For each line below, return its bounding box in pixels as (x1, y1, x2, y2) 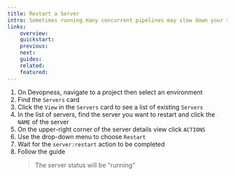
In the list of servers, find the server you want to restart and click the (17, 110, 215, 119)
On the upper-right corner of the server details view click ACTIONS (17, 125, 206, 133)
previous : (20, 43, 49, 50)
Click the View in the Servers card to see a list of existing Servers (17, 103, 204, 111)
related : (20, 62, 45, 69)
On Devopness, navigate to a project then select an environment (17, 88, 203, 96)
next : (20, 50, 36, 57)
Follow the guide (17, 147, 66, 156)
